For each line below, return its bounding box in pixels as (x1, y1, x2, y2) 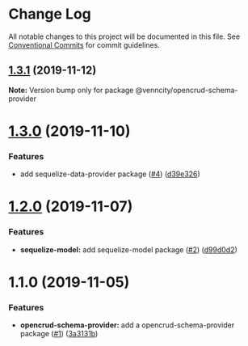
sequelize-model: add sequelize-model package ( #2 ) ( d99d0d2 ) (19, 244, 238, 255)
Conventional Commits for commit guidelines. (8, 40, 160, 49)
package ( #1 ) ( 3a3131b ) (19, 329, 99, 339)
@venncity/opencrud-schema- (135, 85, 238, 95)
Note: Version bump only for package (8, 85, 134, 95)
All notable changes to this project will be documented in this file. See (8, 32, 241, 41)
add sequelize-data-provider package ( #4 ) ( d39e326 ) (19, 169, 200, 179)
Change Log (8, 5, 91, 23)
